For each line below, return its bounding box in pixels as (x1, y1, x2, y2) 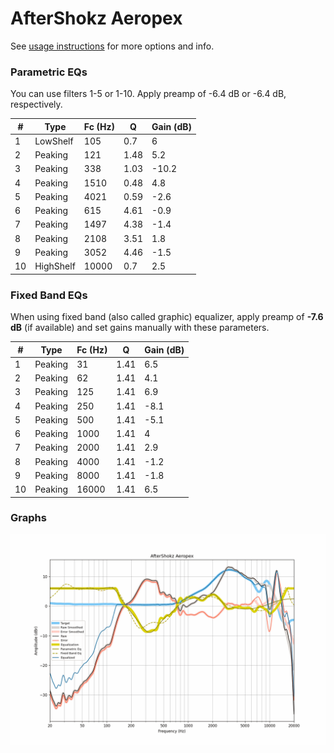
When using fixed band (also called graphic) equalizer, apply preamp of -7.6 (10, 311, 324, 323)
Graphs (10, 511, 47, 525)
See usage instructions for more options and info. (10, 40, 215, 52)
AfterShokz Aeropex (10, 7, 183, 30)
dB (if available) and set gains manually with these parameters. (10, 322, 270, 334)
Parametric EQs (10, 65, 88, 79)
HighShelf (34, 260, 76, 272)
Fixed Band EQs (10, 288, 88, 302)
